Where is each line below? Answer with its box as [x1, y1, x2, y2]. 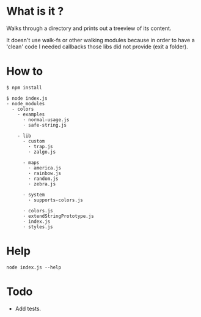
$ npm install [6, 84, 43, 91]
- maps [22, 159, 40, 166]
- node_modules [6, 100, 45, 106]
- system [22, 192, 45, 198]
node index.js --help [6, 264, 62, 270]
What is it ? [6, 4, 64, 18]
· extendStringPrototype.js [22, 213, 95, 219]
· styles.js [22, 223, 53, 230]
